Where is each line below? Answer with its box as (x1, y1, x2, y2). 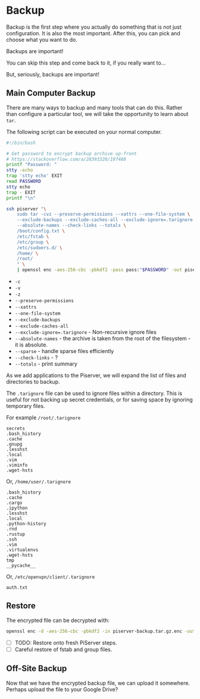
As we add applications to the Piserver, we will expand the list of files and (6, 372, 186, 379)
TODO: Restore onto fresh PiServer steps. (14, 639, 117, 646)
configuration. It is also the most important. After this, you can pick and (6, 29, 180, 36)
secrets (6, 425, 26, 431)
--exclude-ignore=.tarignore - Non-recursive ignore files (14, 329, 157, 335)
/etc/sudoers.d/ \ (17, 244, 62, 251)
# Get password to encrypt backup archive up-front (6, 151, 137, 157)
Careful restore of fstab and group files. (14, 646, 112, 653)
